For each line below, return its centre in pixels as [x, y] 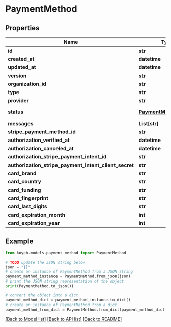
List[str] [149, 123]
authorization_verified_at [39, 140]
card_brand [22, 173]
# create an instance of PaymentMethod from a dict [61, 305]
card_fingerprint [28, 198]
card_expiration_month [36, 215]
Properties [22, 28]
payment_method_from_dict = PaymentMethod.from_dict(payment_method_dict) [86, 310]
